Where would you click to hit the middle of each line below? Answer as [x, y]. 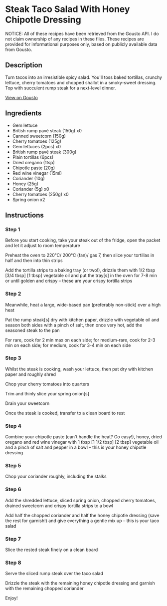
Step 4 [13, 426]
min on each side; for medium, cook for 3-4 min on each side [68, 345]
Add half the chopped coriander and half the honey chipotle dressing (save [82, 515]
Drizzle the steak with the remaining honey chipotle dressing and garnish [80, 583]
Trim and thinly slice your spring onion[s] [47, 393]
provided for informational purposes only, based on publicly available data [82, 44]
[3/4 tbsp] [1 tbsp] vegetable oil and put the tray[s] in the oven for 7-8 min [81, 276]
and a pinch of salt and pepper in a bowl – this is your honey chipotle [76, 447]
